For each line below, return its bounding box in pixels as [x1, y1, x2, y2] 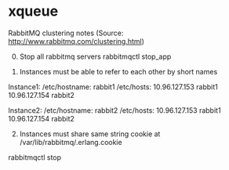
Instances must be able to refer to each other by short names [19, 67, 218, 76]
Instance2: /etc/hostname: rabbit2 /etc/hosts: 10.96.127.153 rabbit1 [8, 105, 221, 115]
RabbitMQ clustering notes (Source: [8, 28, 124, 38]
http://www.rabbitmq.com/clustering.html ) [8, 36, 145, 45]
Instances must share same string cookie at [19, 128, 161, 139]
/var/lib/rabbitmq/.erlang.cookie [19, 137, 123, 146]
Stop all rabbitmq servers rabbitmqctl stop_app [19, 52, 172, 61]
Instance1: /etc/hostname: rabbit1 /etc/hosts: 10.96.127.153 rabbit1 [8, 81, 218, 92]
